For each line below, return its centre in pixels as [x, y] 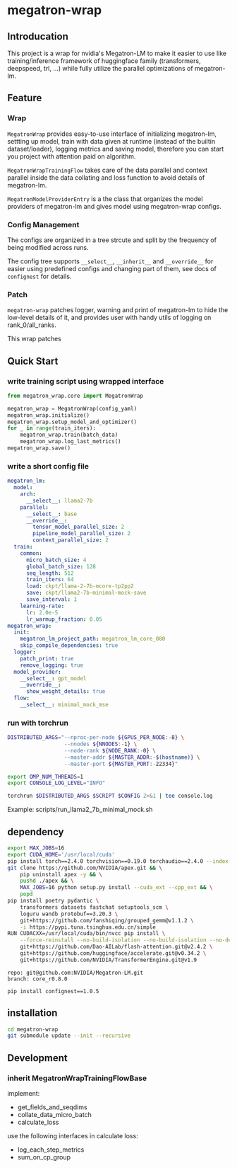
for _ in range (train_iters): [52, 428]
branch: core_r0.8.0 [38, 979]
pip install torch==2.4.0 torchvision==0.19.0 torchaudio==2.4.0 [105, 861]
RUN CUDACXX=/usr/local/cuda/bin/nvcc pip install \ [86, 934]
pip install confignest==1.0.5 [53, 991]
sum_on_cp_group [44, 1157]
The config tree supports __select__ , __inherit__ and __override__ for [110, 261]
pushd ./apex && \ [47, 881]
